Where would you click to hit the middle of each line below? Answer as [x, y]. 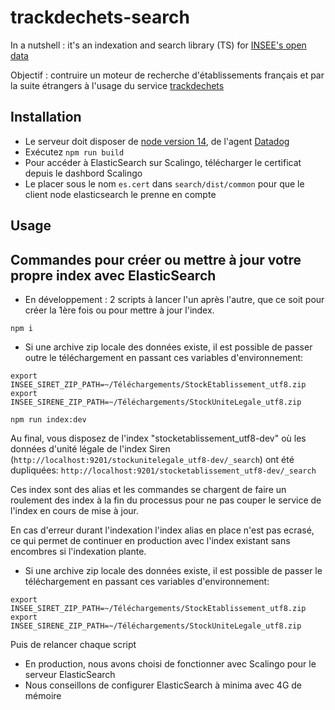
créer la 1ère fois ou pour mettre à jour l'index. [119, 310]
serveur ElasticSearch [70, 674]
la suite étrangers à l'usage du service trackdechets [117, 85]
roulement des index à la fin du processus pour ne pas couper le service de [166, 500]
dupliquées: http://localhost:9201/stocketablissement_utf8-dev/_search [163, 470]
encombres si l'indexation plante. [78, 551]
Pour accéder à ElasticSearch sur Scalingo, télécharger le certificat [163, 162]
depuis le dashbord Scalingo [83, 173]
